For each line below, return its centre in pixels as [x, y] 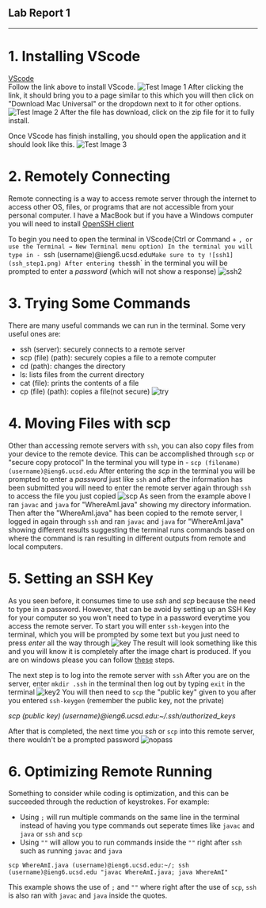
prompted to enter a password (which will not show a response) [112, 271]
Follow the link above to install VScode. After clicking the [126, 87]
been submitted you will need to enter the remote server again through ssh [130, 487]
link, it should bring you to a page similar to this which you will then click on [131, 95]
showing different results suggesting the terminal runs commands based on [131, 529]
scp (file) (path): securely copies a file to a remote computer [118, 357]
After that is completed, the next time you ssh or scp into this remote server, [131, 731]
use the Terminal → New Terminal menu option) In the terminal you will [131, 246]
